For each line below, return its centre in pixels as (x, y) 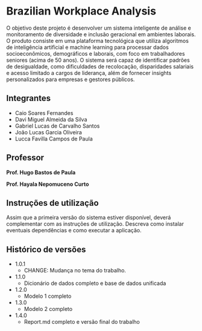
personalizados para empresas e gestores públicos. (71, 79)
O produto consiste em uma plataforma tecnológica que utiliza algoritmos (97, 41)
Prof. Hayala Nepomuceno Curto (48, 184)
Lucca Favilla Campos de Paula (54, 139)
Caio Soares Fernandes (44, 113)
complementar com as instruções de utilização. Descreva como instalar (95, 224)
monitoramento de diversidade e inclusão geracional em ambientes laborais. (101, 34)
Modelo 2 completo (48, 309)
